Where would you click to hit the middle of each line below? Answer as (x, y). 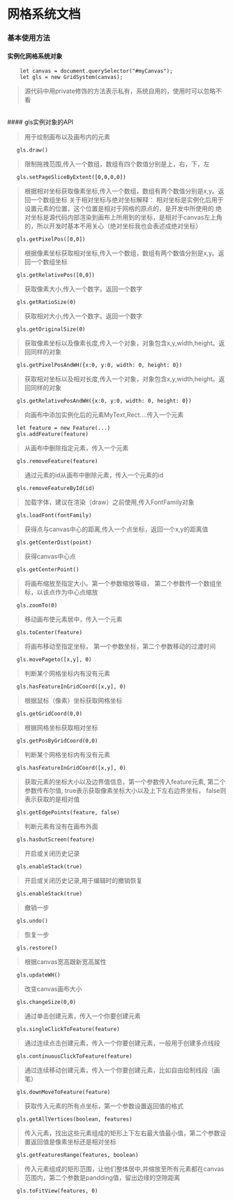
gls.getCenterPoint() (48, 570)
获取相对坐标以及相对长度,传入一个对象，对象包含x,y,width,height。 (121, 379)
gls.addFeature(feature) (53, 434)
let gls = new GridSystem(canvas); (72, 78)
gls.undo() (32, 921)
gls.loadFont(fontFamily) (54, 516)
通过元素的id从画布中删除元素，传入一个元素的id (94, 475)
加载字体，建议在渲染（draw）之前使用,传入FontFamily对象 (109, 502)
